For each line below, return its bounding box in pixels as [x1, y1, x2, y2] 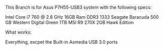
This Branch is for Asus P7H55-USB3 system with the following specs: [5, 5, 152, 10]
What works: [5, 29, 32, 35]
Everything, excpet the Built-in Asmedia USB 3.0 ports [5, 39, 118, 45]
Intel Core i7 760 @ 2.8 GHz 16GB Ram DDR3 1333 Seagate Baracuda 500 [5, 14, 159, 20]
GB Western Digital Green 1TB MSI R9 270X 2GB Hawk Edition [5, 20, 134, 25]
